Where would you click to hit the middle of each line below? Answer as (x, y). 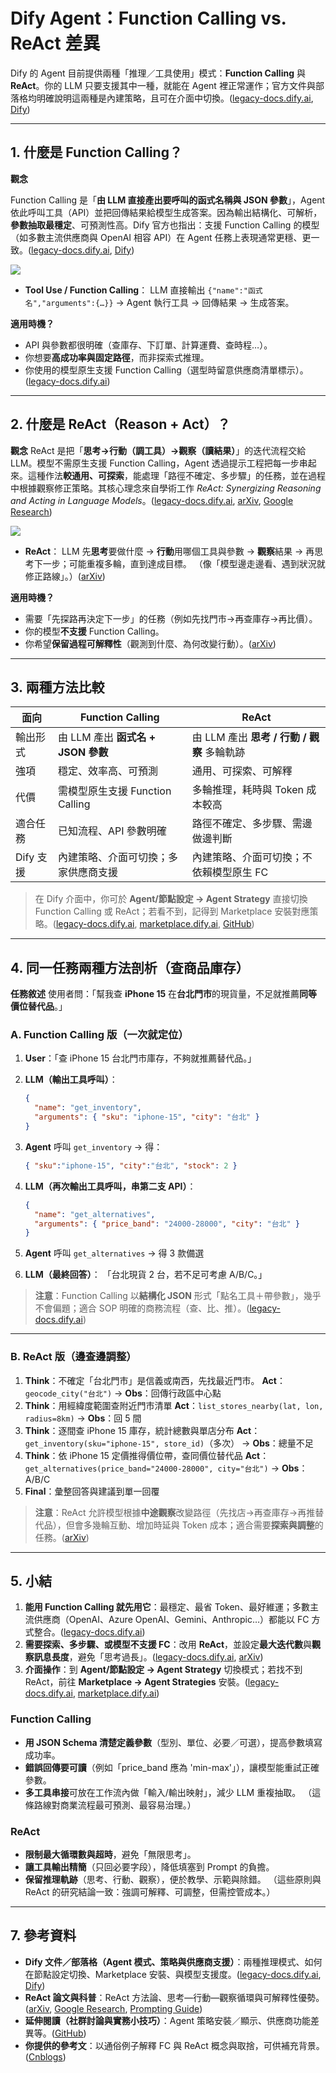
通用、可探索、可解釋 (242, 771)
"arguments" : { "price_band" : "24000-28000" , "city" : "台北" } (167, 1224)
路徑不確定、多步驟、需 (247, 824)
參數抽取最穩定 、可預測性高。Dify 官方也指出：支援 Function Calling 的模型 (165, 225)
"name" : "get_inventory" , (88, 1108)
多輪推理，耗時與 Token (248, 790)
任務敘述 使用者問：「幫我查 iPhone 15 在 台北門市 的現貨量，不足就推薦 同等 (164, 994)
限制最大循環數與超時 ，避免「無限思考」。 (110, 1855)
